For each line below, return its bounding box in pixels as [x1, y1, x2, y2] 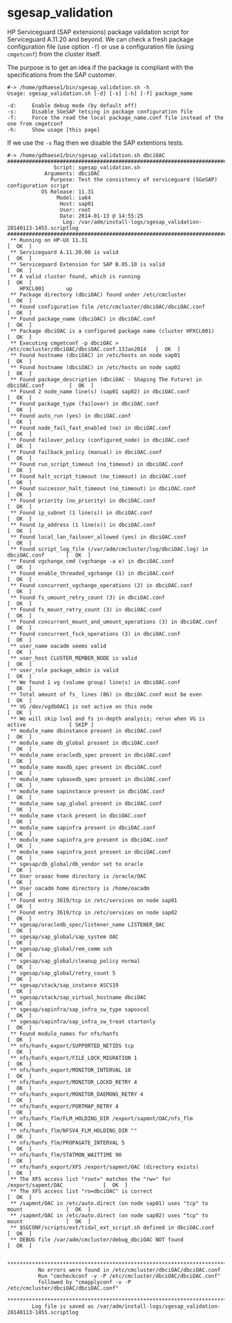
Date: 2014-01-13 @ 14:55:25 [59, 213, 144, 219]
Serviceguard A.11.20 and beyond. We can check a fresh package [7, 35, 194, 43]
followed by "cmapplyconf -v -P [37, 1279, 131, 1286]
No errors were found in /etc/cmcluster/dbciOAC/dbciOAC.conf [37, 1266, 221, 1273]
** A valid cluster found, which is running [10, 273, 140, 280]
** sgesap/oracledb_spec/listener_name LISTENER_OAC [10, 921, 166, 928]
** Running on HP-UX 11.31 [10, 237, 88, 244]
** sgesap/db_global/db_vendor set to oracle [10, 861, 144, 867]
